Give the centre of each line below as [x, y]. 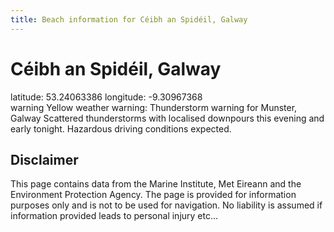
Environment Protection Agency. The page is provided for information [153, 195]
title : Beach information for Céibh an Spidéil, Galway [129, 19]
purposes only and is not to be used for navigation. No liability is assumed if [166, 205]
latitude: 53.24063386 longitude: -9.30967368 [106, 97]
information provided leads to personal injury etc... [114, 216]
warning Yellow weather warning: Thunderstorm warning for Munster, [154, 107]
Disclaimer [44, 159]
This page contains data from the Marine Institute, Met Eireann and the [156, 184]
